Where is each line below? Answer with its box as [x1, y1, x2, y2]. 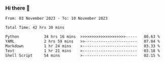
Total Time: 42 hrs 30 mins [5, 25, 65, 30]
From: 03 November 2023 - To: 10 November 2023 [5, 16, 108, 21]
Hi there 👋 [5, 5, 30, 12]
